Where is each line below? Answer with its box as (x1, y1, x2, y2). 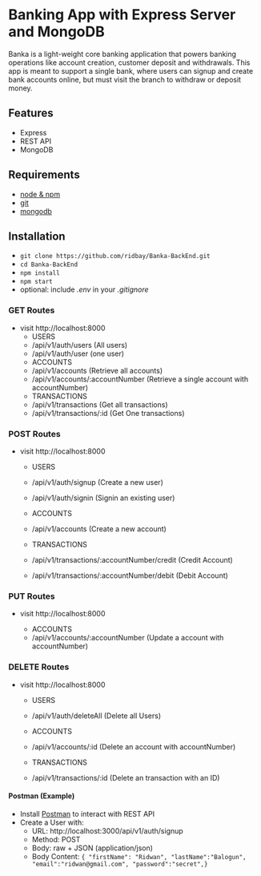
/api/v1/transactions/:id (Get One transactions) (31, 408, 186, 418)
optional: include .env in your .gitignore (19, 285, 150, 294)
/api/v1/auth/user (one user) (31, 349, 125, 358)
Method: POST (31, 834, 81, 844)
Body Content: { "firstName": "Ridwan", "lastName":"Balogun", (31, 851, 247, 861)
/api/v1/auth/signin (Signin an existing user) (31, 493, 175, 503)
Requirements (8, 168, 80, 182)
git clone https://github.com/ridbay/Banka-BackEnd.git (19, 252, 211, 260)
